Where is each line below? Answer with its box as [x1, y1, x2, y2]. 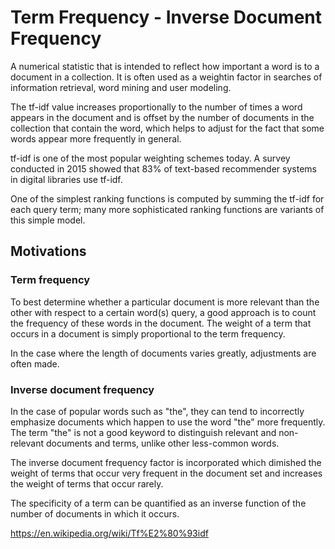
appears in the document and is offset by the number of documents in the [10, 111, 315, 123]
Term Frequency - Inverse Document [10, 6, 323, 29]
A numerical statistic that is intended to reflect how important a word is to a [10, 60, 320, 72]
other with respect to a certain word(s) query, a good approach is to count [10, 306, 317, 318]
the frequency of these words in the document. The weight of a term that [10, 317, 312, 329]
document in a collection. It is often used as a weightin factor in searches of [10, 71, 323, 83]
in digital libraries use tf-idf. [10, 173, 123, 185]
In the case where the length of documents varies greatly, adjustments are [10, 347, 317, 359]
